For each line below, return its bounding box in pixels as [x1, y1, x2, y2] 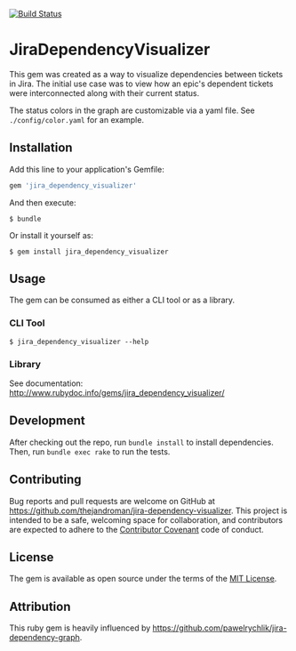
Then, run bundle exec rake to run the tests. [9, 446, 171, 457]
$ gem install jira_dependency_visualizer [9, 247, 169, 256]
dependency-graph [9, 632, 80, 643]
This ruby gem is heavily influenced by [9, 623, 151, 633]
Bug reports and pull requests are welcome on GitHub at [9, 495, 216, 506]
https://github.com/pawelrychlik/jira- [152, 623, 287, 633]
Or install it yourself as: [9, 229, 93, 240]
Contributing [9, 472, 82, 487]
